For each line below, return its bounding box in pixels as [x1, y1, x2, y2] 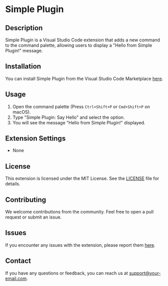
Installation [5, 62, 41, 71]
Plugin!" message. [5, 48, 43, 53]
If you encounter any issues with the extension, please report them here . [5, 242, 156, 248]
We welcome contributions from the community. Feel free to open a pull [5, 209, 154, 215]
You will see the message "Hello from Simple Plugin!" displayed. [12, 119, 146, 125]
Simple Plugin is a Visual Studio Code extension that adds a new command [5, 37, 160, 43]
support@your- [129, 270, 161, 276]
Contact [5, 257, 31, 265]
